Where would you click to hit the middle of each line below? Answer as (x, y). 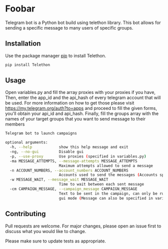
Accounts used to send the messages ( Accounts (108, 175)
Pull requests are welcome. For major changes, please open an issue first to (83, 226)
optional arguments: (27, 142)
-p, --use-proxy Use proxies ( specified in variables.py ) (78, 156)
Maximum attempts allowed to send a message (106, 165)
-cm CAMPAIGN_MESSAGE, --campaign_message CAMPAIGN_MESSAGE (73, 189)
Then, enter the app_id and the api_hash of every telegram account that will (83, 97)
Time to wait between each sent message (101, 184)
